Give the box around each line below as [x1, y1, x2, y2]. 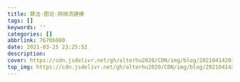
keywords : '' [7, 24, 46, 31]
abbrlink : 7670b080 [7, 37, 66, 44]
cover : [7, 57, 27, 64]
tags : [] [7, 17, 34, 24]
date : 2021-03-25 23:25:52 [7, 43, 88, 51]
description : [7, 51, 46, 58]
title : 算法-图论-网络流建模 [7, 10, 84, 18]
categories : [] [7, 30, 53, 38]
